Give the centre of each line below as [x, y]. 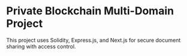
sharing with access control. [41, 46]
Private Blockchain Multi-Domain [90, 11]
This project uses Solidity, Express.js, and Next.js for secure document [93, 40]
